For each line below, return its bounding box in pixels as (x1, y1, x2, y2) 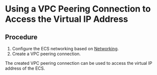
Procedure (5, 33, 38, 41)
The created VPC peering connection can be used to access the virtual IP (5, 60, 152, 66)
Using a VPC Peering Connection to (5, 3, 151, 15)
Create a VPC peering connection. (12, 51, 81, 57)
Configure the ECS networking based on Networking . (12, 46, 119, 51)
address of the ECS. (5, 65, 45, 71)
